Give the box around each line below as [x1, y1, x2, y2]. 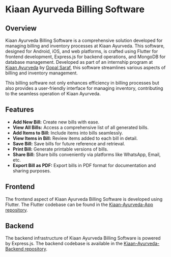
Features [5, 106, 34, 114]
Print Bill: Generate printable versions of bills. [12, 146, 108, 152]
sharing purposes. [12, 167, 51, 174]
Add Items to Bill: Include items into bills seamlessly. [12, 130, 123, 136]
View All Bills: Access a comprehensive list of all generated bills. [12, 124, 149, 131]
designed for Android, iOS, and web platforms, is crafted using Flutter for [5, 48, 158, 54]
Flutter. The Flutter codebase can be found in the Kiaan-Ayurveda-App [5, 201, 154, 208]
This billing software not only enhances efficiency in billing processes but [5, 80, 159, 86]
